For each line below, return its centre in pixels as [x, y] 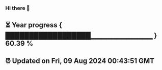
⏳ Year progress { [34, 25]
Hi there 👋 [18, 8]
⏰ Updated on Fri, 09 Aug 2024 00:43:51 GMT [80, 61]
